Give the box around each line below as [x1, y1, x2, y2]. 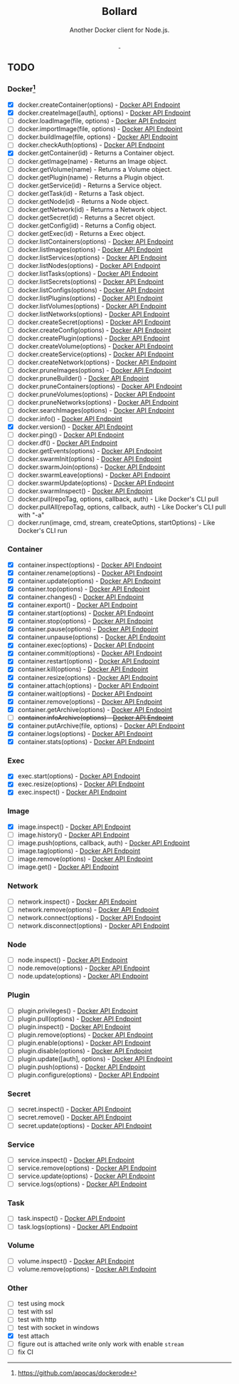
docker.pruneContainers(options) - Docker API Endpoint [17, 382, 183, 391]
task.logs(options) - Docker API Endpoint [17, 1222, 138, 1231]
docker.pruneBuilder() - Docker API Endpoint [17, 374, 149, 383]
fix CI [17, 1348, 33, 1356]
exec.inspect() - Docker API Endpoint [17, 788, 127, 797]
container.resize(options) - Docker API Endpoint [17, 673, 159, 681]
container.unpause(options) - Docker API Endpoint [17, 633, 166, 641]
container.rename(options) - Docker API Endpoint [17, 568, 163, 577]
